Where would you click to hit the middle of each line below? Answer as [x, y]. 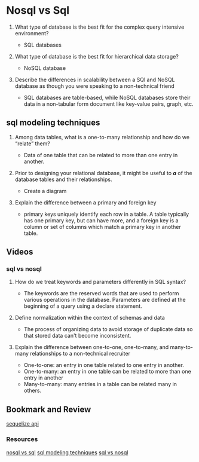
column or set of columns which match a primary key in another [102, 227]
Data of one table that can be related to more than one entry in [101, 155]
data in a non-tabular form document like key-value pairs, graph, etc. [108, 104]
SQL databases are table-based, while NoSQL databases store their [107, 97]
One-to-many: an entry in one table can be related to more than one [107, 372]
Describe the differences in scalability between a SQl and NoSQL [95, 79]
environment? [32, 33]
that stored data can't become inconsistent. [77, 336]
